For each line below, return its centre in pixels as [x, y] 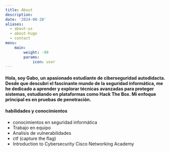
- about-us [21, 29]
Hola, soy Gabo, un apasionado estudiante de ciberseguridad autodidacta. [85, 78]
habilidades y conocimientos [36, 111]
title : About [19, 10]
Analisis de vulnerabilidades [42, 133]
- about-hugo [24, 33]
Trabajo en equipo [32, 128]
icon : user [44, 62]
